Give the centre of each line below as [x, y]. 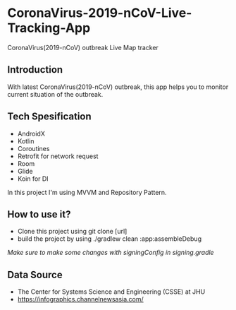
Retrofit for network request [58, 156]
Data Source [35, 274]
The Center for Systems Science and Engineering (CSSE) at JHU [111, 292]
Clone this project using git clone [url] [72, 232]
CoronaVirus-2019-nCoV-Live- [100, 13]
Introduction [35, 70]
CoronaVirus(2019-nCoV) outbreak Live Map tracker [83, 47]
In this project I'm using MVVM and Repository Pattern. [87, 192]
